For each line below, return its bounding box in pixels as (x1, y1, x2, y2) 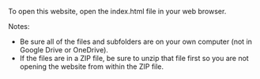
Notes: (8, 22, 30, 31)
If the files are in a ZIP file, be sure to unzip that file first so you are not (19, 54, 249, 63)
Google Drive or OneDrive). (19, 45, 109, 54)
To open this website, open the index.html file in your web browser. (8, 7, 227, 16)
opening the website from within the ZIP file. (19, 62, 164, 71)
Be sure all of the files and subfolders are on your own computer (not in (19, 37, 253, 46)
